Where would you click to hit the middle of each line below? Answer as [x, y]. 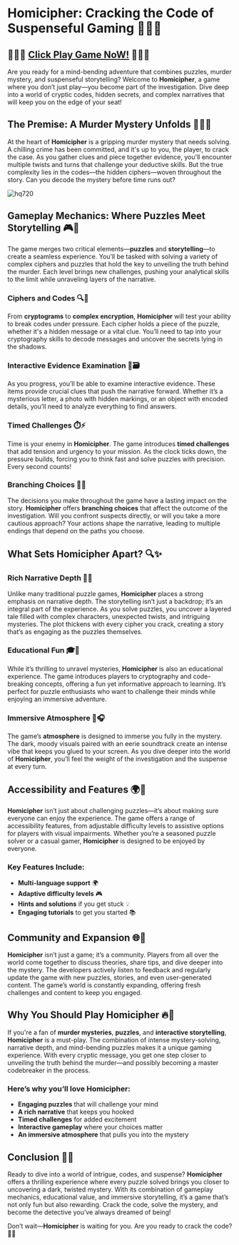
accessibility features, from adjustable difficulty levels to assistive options [116, 825]
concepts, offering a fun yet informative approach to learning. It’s [130, 684]
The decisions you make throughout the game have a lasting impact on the [117, 500]
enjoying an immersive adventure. [57, 699]
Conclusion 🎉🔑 [41, 1157]
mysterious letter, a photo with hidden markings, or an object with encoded [118, 399]
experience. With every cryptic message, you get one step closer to [107, 1055]
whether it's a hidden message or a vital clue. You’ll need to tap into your [115, 331]
